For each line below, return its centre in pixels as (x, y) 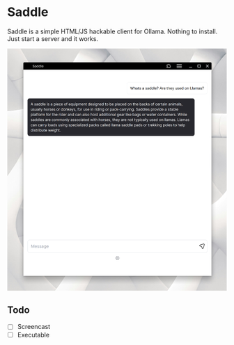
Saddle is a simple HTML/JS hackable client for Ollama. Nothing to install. (112, 31)
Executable (33, 335)
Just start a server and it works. (53, 38)
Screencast (34, 327)
